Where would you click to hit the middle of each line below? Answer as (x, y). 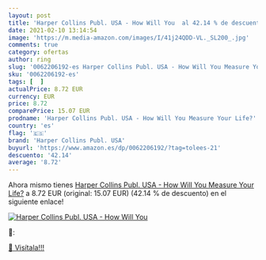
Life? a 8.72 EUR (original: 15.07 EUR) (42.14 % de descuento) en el (118, 194)
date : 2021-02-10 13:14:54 (53, 30)
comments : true (33, 45)
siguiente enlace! (36, 202)
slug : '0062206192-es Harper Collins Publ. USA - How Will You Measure (129, 67)
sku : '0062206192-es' (44, 74)
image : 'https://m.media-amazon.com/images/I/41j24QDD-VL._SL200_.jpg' (129, 38)
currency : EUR (32, 96)
